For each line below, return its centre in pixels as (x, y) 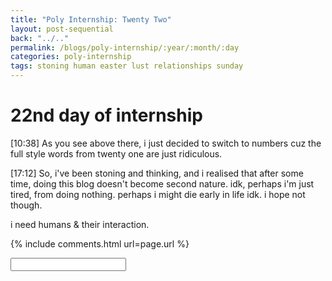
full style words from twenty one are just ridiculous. (116, 153)
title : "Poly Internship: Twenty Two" (91, 19)
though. (26, 205)
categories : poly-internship (71, 57)
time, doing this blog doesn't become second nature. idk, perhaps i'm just (162, 183)
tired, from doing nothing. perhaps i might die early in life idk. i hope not (158, 194)
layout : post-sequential (62, 29)
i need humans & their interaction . (80, 224)
